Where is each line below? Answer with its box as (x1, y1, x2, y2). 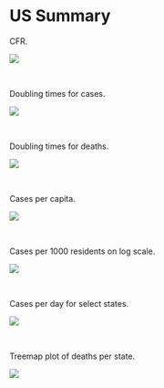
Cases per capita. (9, 193, 76, 204)
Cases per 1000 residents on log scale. (9, 246, 156, 257)
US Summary (9, 5, 111, 26)
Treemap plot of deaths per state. (9, 351, 136, 362)
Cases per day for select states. (9, 298, 129, 309)
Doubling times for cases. (9, 88, 106, 99)
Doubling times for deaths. (9, 141, 109, 152)
